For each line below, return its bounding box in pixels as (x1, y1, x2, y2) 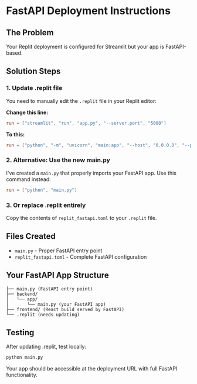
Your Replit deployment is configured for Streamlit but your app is (6, 43, 164, 50)
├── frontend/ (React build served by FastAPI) (6, 306, 125, 312)
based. (6, 49, 23, 56)
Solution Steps (6, 66, 61, 76)
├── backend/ (6, 291, 38, 297)
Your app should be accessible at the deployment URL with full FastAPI (6, 365, 178, 372)
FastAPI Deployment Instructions (6, 4, 171, 18)
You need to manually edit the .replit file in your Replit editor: (6, 97, 157, 104)
